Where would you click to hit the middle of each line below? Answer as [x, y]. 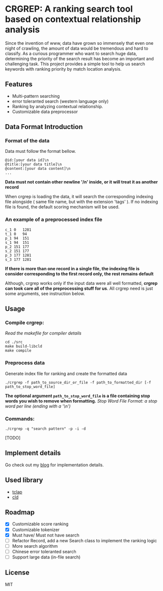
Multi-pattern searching [36, 96]
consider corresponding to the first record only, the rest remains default [79, 274]
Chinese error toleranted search [44, 552]
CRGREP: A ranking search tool [69, 9]
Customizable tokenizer [36, 530]
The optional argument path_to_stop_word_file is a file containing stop [78, 396]
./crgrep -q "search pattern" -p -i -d [45, 429]
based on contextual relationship [73, 19]
